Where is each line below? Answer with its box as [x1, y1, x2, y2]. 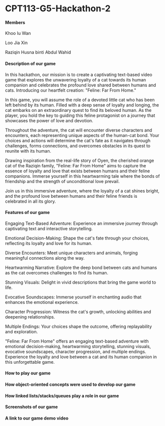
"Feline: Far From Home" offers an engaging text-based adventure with [5, 338, 149, 344]
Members [5, 19, 26, 25]
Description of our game [5, 60, 56, 66]
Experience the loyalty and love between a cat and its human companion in [5, 354, 157, 360]
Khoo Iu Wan [5, 30, 31, 36]
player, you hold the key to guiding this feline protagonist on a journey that [5, 112, 156, 118]
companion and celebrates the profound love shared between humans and [5, 82, 156, 88]
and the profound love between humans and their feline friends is [5, 193, 137, 199]
